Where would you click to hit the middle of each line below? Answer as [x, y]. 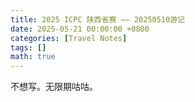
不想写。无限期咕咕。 [54, 87]
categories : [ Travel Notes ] [69, 38]
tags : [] [28, 47]
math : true [33, 57]
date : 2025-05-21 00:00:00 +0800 [80, 29]
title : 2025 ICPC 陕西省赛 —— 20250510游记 [97, 19]
